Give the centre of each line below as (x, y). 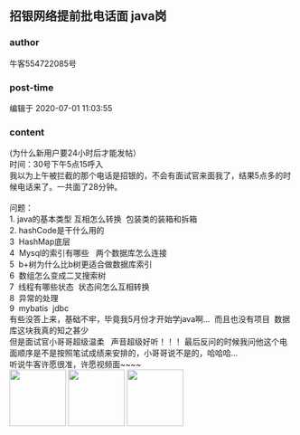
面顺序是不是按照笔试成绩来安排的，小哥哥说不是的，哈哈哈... (124, 353)
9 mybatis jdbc (39, 308)
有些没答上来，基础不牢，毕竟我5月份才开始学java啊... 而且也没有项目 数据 (150, 319)
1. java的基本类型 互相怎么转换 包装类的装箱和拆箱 (103, 219)
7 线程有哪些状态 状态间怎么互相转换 (80, 287)
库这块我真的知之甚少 (49, 331)
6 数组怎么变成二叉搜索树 (58, 276)
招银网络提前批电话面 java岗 (88, 16)
